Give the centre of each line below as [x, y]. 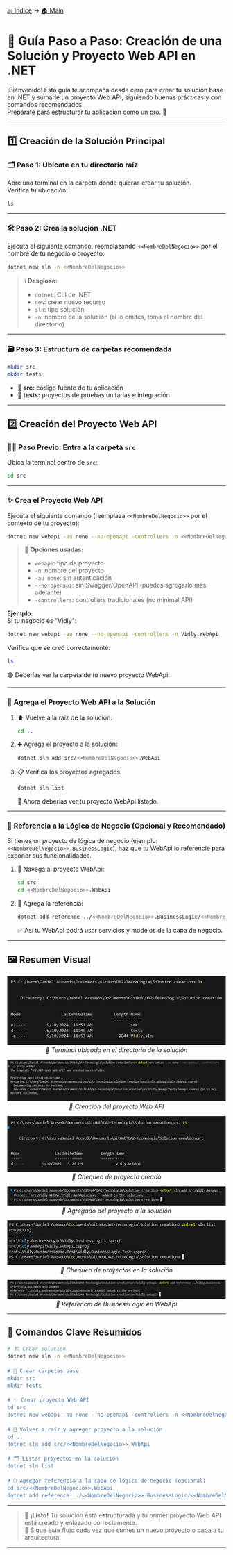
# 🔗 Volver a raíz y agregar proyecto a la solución [85, 1429]
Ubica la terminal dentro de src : [52, 463]
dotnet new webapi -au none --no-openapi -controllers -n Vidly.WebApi [113, 635]
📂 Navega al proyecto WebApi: [61, 869]
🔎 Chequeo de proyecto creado [116, 1177]
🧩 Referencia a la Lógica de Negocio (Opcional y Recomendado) [116, 826]
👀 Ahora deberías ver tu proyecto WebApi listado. [88, 801]
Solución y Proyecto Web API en [102, 56]
